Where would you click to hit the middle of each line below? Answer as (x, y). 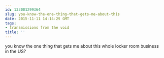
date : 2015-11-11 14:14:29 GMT (37, 19)
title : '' (15, 32)
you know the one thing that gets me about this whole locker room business (82, 46)
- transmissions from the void (37, 28)
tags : (11, 23)
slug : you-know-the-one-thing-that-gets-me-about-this (63, 14)
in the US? (16, 51)
